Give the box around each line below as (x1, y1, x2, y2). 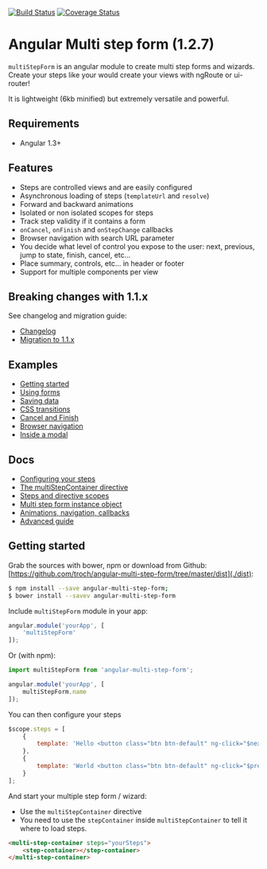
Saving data (19, 396, 60, 406)
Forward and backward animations (19, 199, 133, 208)
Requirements (8, 117, 79, 131)
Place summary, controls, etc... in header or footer (19, 259, 184, 268)
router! (8, 78, 30, 88)
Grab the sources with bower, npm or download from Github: (8, 560, 207, 570)
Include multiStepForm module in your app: (8, 606, 149, 616)
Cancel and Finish (19, 413, 79, 423)
